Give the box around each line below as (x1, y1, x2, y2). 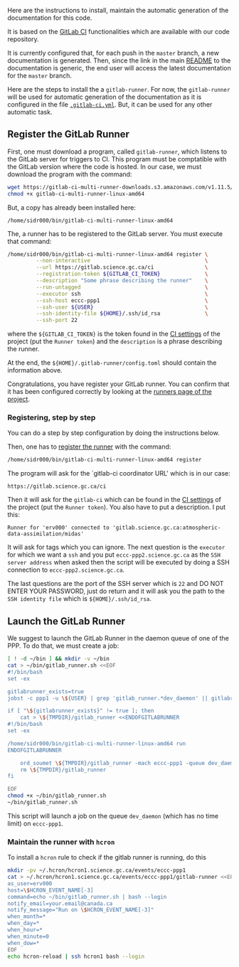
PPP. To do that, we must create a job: (7, 641, 119, 650)
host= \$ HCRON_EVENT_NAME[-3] (7, 887, 94, 894)
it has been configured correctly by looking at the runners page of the (7, 388, 212, 396)
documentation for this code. (7, 14, 92, 22)
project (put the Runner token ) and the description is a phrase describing (7, 337, 223, 346)
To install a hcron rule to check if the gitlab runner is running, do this (7, 853, 206, 862)
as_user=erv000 (7, 880, 53, 887)
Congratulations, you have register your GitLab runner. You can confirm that (7, 380, 230, 388)
